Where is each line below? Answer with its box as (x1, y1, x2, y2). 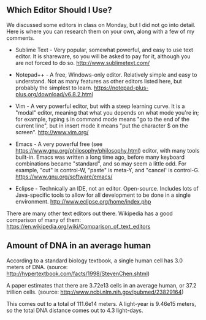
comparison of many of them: (6, 216, 82, 223)
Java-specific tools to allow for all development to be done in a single (15, 191, 191, 199)
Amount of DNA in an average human (6, 240, 151, 251)
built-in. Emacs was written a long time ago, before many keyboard (15, 153, 185, 161)
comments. (6, 34, 35, 42)
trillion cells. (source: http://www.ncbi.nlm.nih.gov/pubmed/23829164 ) (6, 288, 184, 295)
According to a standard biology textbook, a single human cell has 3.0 (6, 257, 183, 264)
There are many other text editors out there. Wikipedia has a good (6, 210, 173, 217)
